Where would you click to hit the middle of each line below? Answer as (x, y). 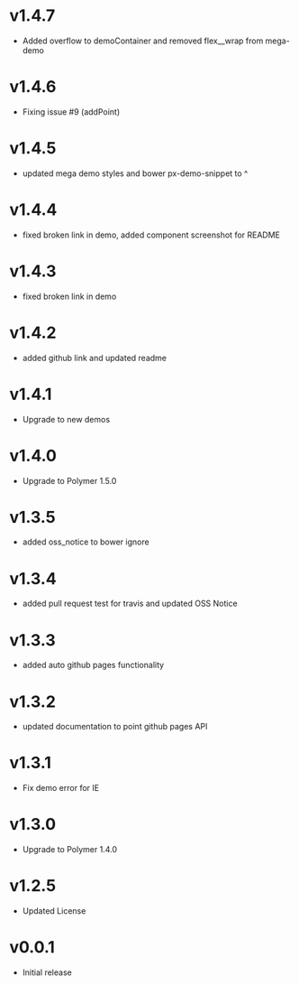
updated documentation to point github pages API (115, 727)
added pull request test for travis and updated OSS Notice (130, 604)
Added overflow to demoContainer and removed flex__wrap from (143, 41)
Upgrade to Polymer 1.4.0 (69, 850)
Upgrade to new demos (66, 419)
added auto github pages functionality (93, 665)
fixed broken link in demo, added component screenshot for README (151, 235)
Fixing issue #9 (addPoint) (71, 112)
